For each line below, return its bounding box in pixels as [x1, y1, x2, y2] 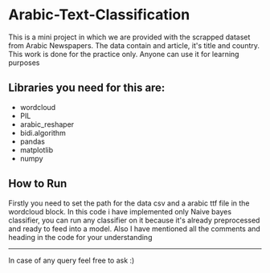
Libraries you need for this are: [8, 81, 166, 95]
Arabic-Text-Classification [8, 6, 190, 24]
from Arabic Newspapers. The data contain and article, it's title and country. [8, 40, 260, 50]
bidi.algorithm [19, 128, 66, 137]
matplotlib [19, 145, 54, 154]
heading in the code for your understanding [8, 232, 153, 242]
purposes [8, 58, 40, 67]
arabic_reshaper [19, 119, 75, 129]
